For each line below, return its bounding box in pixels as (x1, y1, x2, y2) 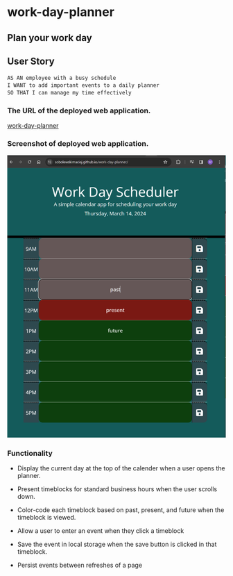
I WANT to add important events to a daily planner (7, 82, 159, 89)
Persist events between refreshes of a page (17, 561, 143, 569)
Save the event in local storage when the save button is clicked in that (17, 540, 217, 548)
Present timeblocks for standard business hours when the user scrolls (17, 484, 217, 493)
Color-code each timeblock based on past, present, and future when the (17, 505, 225, 514)
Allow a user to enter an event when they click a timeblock (17, 526, 184, 535)
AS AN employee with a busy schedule (7, 74, 116, 82)
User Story (7, 55, 55, 67)
